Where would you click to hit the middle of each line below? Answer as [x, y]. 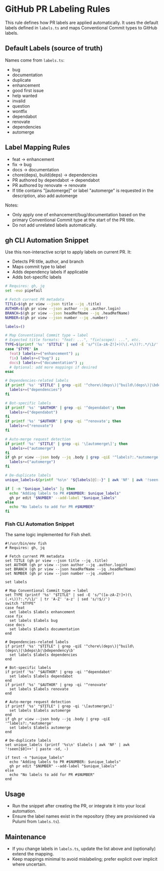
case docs [15, 625]
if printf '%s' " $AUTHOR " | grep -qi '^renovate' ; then [63, 421]
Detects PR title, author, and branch [48, 262]
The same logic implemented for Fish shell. [48, 535]
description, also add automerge [45, 195]
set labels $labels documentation [44, 629]
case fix [14, 617]
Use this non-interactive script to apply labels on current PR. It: [68, 252]
